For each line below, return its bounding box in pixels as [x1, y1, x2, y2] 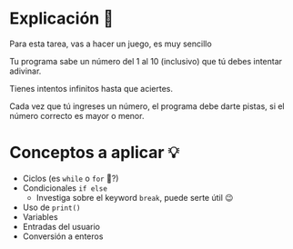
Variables [22, 211, 58, 222]
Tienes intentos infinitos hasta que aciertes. [9, 83, 173, 94]
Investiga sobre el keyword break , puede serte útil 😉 [35, 192, 234, 203]
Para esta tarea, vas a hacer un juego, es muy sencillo [9, 38, 212, 49]
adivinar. [9, 65, 42, 76]
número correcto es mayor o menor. [9, 110, 145, 121]
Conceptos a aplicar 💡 [9, 143, 180, 163]
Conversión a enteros [22, 231, 104, 242]
